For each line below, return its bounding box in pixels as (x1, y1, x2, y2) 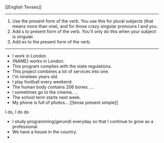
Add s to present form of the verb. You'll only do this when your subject (12, 29, 156, 34)
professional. (12, 124, 39, 129)
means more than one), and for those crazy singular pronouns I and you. (12, 23, 158, 29)
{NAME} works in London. (12, 58, 65, 64)
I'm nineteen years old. (12, 74, 59, 80)
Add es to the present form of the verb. (12, 39, 91, 44)
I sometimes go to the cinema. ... (12, 89, 78, 95)
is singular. (12, 34, 34, 40)
